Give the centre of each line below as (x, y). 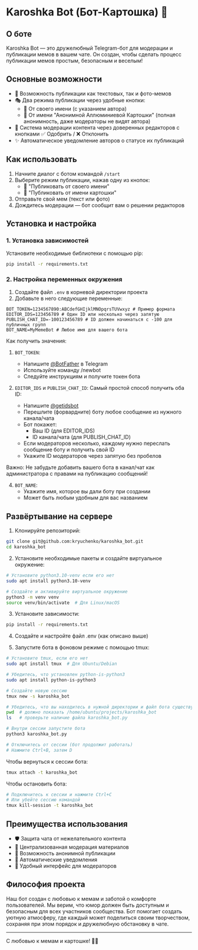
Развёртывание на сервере (60, 516)
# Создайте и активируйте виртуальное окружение (67, 592)
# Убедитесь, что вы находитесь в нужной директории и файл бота (88, 707)
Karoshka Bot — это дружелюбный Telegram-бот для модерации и (90, 48)
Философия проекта (46, 885)
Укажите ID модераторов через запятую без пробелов (93, 456)
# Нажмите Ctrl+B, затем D (39, 750)
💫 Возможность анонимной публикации (65, 853)
